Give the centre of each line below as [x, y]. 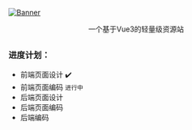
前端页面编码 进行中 [51, 87]
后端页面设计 [41, 97]
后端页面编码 [41, 107]
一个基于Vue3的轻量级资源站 [136, 29]
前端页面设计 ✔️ [46, 74]
